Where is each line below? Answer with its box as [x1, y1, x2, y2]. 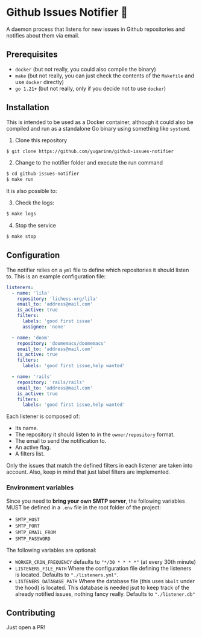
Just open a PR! [6, 624, 46, 631]
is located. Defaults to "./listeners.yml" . [14, 571, 119, 578]
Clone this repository [14, 136, 68, 144]
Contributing [6, 607, 55, 618]
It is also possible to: [6, 188, 57, 195]
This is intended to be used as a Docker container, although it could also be [6, 118, 194, 126]
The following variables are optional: [6, 546, 96, 554]
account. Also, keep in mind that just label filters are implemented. [6, 468, 171, 475]
